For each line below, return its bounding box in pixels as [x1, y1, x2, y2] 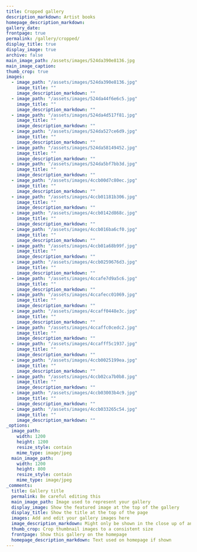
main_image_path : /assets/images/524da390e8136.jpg [6, 57, 135, 63]
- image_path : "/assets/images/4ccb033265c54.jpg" [11, 406, 138, 412]
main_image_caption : [6, 63, 57, 69]
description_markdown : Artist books [6, 14, 96, 20]
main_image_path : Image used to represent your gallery [11, 499, 151, 505]
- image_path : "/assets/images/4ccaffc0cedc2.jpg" [11, 325, 138, 330]
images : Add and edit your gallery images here [11, 515, 130, 522]
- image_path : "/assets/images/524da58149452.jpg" [11, 145, 138, 151]
